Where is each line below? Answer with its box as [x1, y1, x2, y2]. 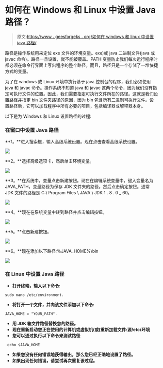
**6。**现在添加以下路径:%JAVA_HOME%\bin [5, 248, 98, 254]
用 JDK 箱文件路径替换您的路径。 [12, 320, 79, 326]
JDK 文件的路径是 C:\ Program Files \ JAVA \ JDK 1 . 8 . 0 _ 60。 [5, 190, 132, 196]
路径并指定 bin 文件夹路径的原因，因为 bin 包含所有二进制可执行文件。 [9, 97, 150, 103]
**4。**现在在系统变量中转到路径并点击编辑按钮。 [5, 209, 107, 215]
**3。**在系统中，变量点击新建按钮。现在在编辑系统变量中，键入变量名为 [5, 178, 154, 184]
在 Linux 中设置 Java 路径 [5, 271, 65, 277]
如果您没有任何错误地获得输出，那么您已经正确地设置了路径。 [12, 351, 136, 357]
